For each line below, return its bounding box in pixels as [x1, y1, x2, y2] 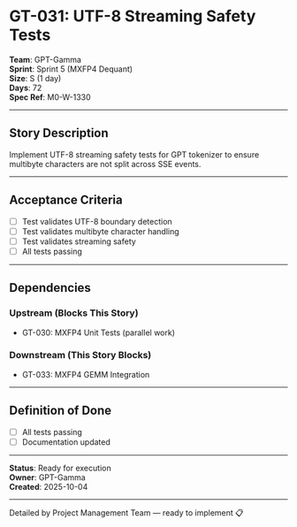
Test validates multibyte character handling [21, 225, 179, 236]
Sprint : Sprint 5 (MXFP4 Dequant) [9, 64, 133, 74]
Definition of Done [9, 403, 112, 418]
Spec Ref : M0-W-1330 [9, 91, 91, 103]
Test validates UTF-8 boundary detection [21, 216, 172, 226]
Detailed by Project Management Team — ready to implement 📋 [9, 507, 244, 518]
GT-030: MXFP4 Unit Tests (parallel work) [21, 327, 175, 338]
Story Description [9, 126, 109, 141]
